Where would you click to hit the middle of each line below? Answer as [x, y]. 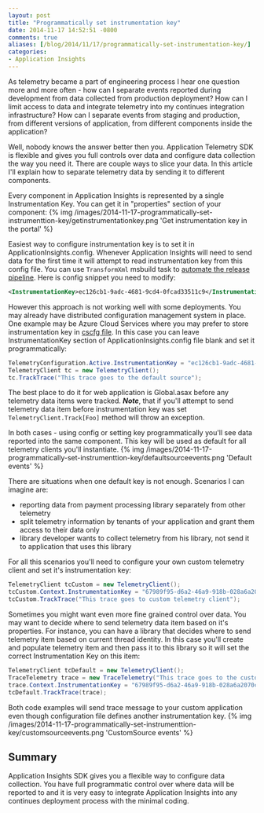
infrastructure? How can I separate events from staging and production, [124, 115]
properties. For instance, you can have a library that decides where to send [130, 631]
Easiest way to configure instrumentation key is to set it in [101, 244]
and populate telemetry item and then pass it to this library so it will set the [129, 648]
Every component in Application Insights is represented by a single [116, 195]
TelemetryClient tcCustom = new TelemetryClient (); [94, 585]
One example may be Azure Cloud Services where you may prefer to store [128, 324]
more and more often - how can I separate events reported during [115, 90]
